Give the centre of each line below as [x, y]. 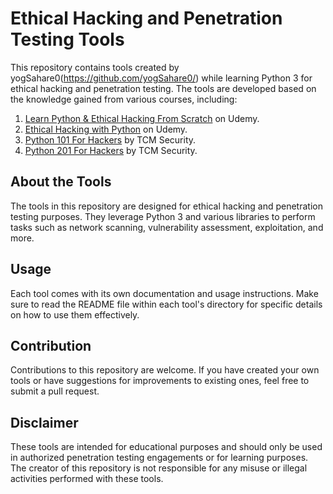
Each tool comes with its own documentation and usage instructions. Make [164, 293]
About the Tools [61, 182]
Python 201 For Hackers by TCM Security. [111, 150]
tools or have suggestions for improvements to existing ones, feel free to [160, 381]
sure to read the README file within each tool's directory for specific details [166, 304]
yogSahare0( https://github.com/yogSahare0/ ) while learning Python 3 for [161, 78]
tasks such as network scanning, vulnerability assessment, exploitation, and [167, 227]
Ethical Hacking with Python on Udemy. [106, 129]
